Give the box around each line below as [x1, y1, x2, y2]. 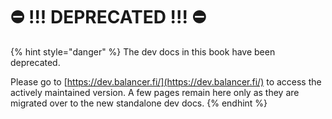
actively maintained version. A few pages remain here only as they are [10, 86, 300, 98]
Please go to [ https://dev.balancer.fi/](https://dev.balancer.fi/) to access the [10, 75, 322, 88]
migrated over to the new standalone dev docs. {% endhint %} [10, 97, 268, 109]
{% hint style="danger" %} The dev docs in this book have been [10, 45, 276, 58]
